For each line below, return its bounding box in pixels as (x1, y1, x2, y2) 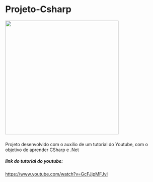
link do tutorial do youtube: (5, 158, 63, 164)
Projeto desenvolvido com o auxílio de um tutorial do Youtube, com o (5, 141, 148, 147)
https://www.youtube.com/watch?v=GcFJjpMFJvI (5, 171, 108, 177)
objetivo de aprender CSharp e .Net (5, 147, 79, 153)
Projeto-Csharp (5, 4, 71, 15)
